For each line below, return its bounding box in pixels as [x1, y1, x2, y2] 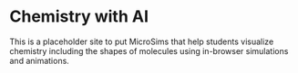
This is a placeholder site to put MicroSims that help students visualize [9, 36, 274, 47]
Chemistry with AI [9, 6, 149, 27]
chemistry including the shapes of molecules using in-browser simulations [9, 45, 289, 56]
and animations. [9, 55, 70, 66]
